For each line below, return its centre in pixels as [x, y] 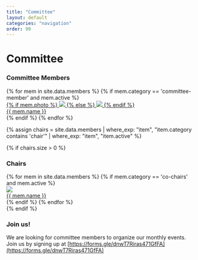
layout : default [27, 18]
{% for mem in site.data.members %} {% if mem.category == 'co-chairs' [97, 177]
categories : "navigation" [39, 23]
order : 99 [19, 29]
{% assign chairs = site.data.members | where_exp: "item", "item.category [99, 129]
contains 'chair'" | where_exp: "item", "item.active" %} [74, 136]
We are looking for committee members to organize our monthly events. [96, 238]
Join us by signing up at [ [38, 244]
